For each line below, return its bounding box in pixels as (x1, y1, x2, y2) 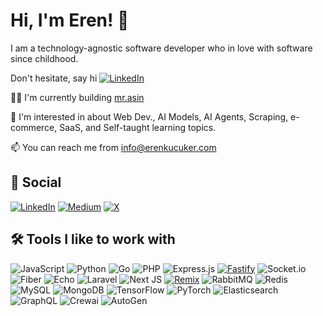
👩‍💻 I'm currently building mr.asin (10, 91, 145, 103)
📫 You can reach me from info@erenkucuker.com (10, 141, 217, 153)
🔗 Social (10, 174, 62, 191)
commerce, (10, 121, 58, 133)
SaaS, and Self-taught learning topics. (59, 121, 217, 133)
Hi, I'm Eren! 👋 (10, 9, 130, 32)
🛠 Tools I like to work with (10, 231, 176, 248)
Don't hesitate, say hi (10, 72, 98, 84)
